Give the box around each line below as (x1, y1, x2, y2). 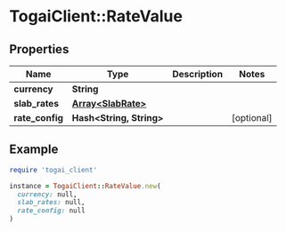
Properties (9, 42, 69, 57)
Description (172, 68, 224, 80)
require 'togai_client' (9, 165, 98, 174)
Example (9, 142, 59, 157)
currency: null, (17, 189, 78, 199)
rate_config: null (17, 206, 86, 215)
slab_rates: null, (17, 198, 86, 207)
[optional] (231, 112, 274, 123)
